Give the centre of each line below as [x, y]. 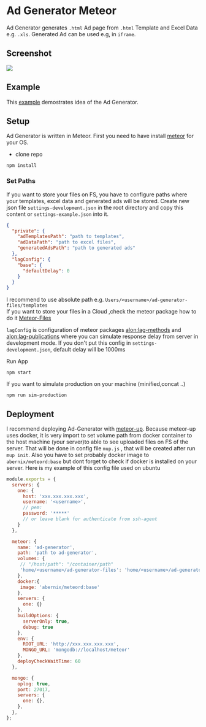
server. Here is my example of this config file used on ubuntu [83, 467]
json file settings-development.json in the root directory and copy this [95, 207]
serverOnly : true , [46, 621]
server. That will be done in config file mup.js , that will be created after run [101, 448]
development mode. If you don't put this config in [69, 343]
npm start [19, 373]
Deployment [30, 414]
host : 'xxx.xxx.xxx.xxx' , [55, 496]
